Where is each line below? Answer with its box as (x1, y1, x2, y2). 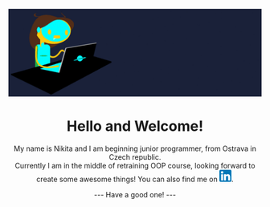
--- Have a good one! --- (93, 190, 177, 200)
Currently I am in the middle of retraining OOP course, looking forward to (14, 161, 256, 171)
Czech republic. (108, 152, 162, 162)
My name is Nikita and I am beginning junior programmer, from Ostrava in (13, 144, 257, 153)
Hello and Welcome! (67, 117, 203, 136)
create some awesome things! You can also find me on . (35, 174, 235, 185)
